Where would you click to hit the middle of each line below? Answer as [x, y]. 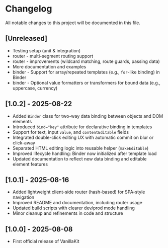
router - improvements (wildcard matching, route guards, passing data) [86, 61]
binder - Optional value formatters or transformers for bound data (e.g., [87, 82]
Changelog [29, 9]
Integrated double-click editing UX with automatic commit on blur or [83, 137]
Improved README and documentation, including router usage [77, 203]
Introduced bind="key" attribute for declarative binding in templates [82, 127]
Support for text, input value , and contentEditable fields [71, 132]
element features [30, 164]
